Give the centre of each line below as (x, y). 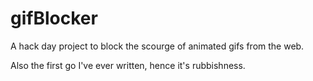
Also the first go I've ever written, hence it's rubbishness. (128, 65)
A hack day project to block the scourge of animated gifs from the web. (157, 46)
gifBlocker (54, 18)
